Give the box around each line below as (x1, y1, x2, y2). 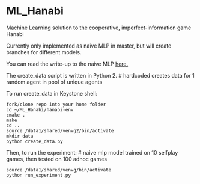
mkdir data (6, 133, 34, 139)
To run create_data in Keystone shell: (6, 90, 98, 97)
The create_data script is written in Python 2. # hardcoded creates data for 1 (6, 72, 195, 79)
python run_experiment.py (6, 172, 71, 178)
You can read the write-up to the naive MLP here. (6, 60, 129, 67)
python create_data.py (6, 138, 63, 144)
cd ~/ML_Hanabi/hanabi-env (6, 106, 74, 112)
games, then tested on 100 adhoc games (6, 155, 107, 162)
